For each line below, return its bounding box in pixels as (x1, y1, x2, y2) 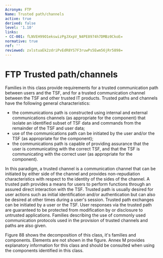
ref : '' (5, 43, 21, 48)
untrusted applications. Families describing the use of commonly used (5, 212, 146, 218)
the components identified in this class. (5, 248, 84, 254)
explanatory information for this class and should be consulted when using (5, 242, 155, 248)
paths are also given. (5, 222, 47, 229)
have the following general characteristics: (5, 100, 91, 106)
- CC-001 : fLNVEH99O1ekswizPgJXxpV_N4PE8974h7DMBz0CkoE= (5, 35, 123, 39)
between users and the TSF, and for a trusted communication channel (5, 90, 145, 96)
